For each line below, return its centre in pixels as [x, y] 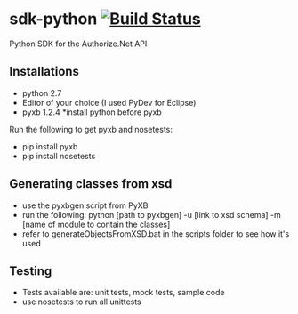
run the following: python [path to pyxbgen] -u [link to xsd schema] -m [152, 214]
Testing [31, 271]
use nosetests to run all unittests [82, 302]
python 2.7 [42, 93]
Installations [44, 72]
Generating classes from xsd [91, 184]
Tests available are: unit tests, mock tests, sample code [123, 293]
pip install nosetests [59, 156]
